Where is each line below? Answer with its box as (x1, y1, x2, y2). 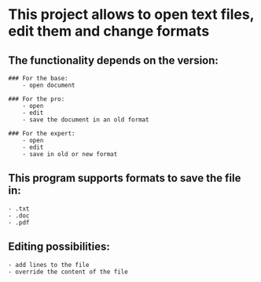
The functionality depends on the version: (8, 54, 219, 67)
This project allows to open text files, (8, 6, 254, 24)
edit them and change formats (8, 22, 210, 40)
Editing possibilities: (8, 240, 110, 254)
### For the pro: (8, 95, 65, 103)
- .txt (8, 205, 30, 213)
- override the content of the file (8, 268, 128, 276)
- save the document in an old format (22, 116, 149, 124)
